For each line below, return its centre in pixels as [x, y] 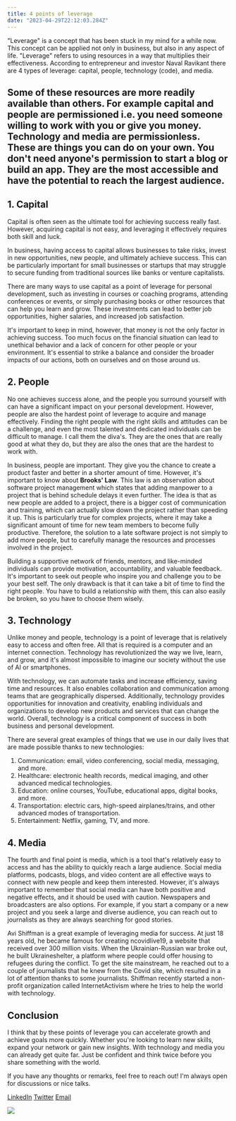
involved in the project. [41, 547]
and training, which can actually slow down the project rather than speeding [118, 510]
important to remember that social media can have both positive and [106, 890]
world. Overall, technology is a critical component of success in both [107, 719]
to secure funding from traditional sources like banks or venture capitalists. [116, 273]
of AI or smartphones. [39, 667]
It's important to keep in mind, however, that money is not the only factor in [116, 330]
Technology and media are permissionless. [104, 136]
